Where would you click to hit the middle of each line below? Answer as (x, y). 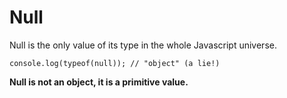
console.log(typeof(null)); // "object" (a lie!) (115, 63)
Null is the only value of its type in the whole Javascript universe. (143, 45)
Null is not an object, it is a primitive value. (99, 82)
